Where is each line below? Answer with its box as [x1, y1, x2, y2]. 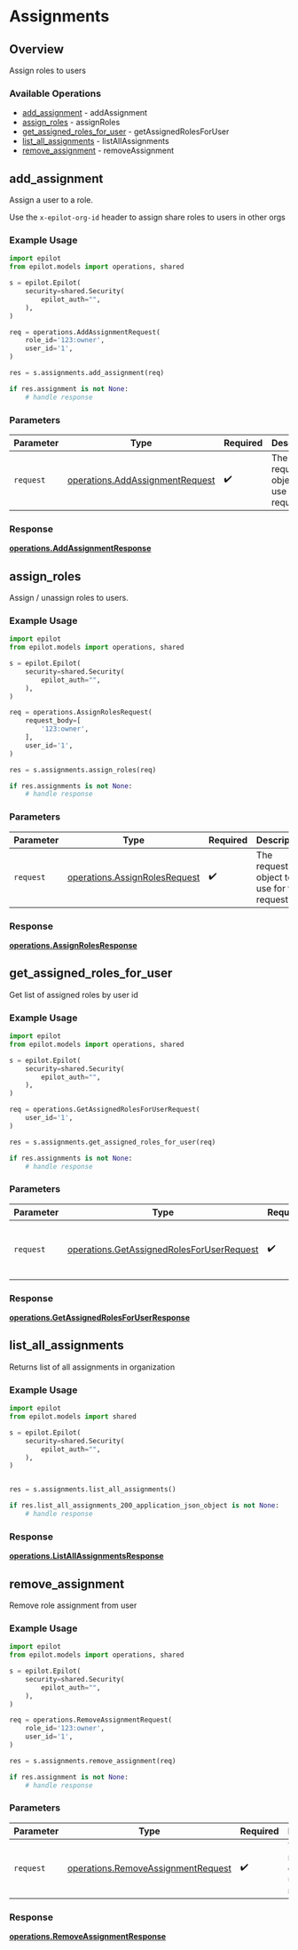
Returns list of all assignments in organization [9, 1362, 176, 1372]
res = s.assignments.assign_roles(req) [9, 765, 157, 774]
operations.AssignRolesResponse [9, 939, 137, 950]
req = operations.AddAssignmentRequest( [9, 327, 161, 337]
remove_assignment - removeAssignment [21, 145, 175, 156]
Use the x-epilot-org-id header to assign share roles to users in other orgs [9, 212, 286, 223]
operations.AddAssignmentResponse [9, 543, 152, 554]
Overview [9, 42, 65, 57]
